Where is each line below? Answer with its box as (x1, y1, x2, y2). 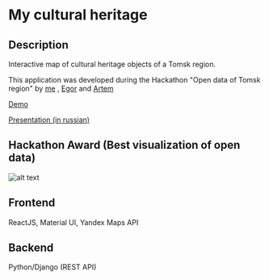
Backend (8, 241, 54, 255)
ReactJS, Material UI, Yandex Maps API (8, 217, 139, 227)
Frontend (8, 196, 56, 210)
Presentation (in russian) (8, 115, 90, 125)
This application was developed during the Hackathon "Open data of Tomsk (8, 75, 261, 84)
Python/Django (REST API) (8, 262, 97, 272)
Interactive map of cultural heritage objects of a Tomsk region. (8, 59, 216, 69)
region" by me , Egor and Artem (8, 83, 115, 93)
